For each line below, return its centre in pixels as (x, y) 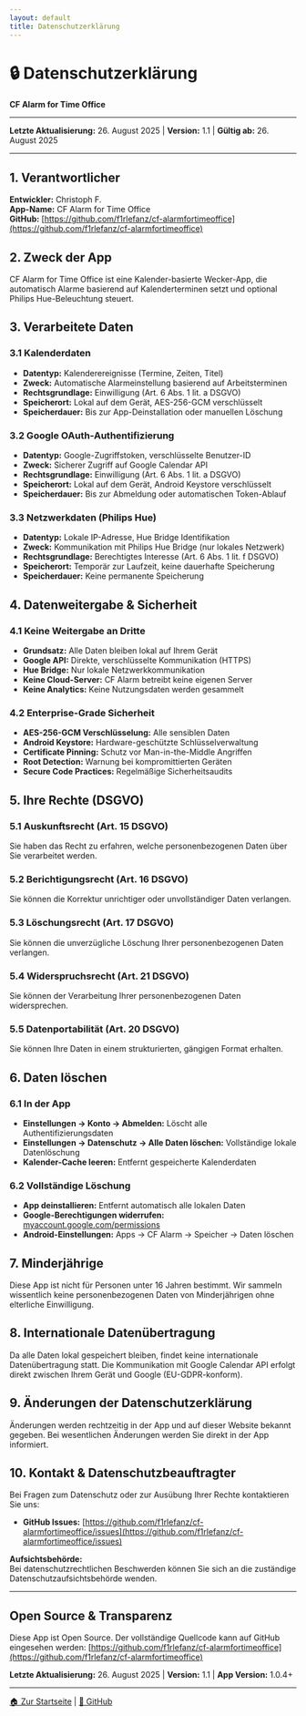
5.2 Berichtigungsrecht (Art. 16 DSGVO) (99, 879)
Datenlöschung (51, 1152)
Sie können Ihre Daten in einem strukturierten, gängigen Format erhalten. (147, 1049)
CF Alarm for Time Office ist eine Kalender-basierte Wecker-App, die (138, 280)
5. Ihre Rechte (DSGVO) (76, 800)
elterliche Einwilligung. (51, 1305)
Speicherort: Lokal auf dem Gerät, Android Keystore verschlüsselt (147, 485)
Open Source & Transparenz (91, 1615)
